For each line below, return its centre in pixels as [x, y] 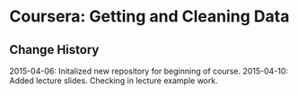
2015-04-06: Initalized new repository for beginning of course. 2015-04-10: [149, 71]
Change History [54, 50]
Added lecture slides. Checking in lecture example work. [114, 81]
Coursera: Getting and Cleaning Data [149, 17]
